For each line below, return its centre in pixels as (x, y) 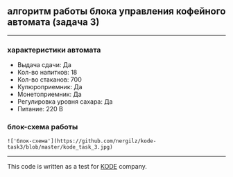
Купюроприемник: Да (50, 87)
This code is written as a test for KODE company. (77, 167)
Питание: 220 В (40, 109)
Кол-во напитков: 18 (47, 73)
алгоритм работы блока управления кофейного (116, 11)
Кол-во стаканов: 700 (49, 80)
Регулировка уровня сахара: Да (65, 102)
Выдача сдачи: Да (44, 65)
